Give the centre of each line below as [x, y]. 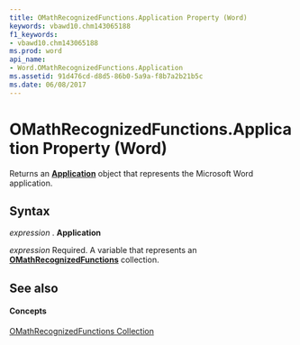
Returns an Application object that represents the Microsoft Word [132, 173]
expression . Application [55, 233]
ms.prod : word [36, 51]
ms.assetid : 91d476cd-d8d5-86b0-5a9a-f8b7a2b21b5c [106, 77]
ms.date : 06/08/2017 [48, 85]
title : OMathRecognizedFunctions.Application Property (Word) [128, 18]
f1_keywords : [34, 34]
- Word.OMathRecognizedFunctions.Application [96, 68]
